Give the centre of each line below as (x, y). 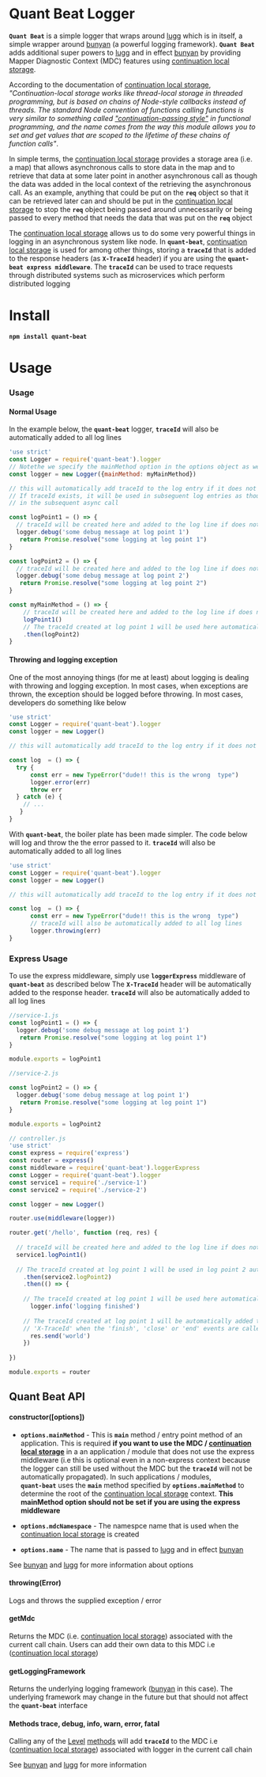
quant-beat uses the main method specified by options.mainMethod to (132, 1485)
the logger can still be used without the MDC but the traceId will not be (137, 1468)
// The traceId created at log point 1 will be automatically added (138, 1321)
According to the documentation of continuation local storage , (110, 85)
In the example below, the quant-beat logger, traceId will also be (114, 429)
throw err (46, 790)
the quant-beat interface (49, 1706)
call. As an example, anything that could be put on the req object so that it (129, 192)
